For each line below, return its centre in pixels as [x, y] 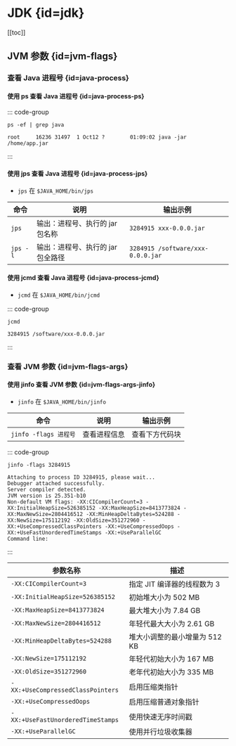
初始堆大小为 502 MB [164, 597]
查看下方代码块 [156, 434]
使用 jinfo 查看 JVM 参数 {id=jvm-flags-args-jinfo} [81, 385]
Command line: [28, 539]
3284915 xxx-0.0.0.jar [167, 228]
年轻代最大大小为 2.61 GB [172, 624]
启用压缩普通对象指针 [164, 702]
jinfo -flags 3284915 [39, 465]
